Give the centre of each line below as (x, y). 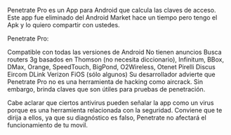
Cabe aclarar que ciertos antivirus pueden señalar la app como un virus (111, 103)
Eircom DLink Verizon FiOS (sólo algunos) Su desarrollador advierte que (111, 74)
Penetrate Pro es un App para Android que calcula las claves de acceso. (112, 10)
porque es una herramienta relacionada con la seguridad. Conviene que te (115, 110)
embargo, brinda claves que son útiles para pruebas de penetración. (106, 89)
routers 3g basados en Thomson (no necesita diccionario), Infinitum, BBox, (116, 59)
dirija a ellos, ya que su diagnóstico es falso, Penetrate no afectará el (107, 118)
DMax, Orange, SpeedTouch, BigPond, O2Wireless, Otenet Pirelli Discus (111, 67)
